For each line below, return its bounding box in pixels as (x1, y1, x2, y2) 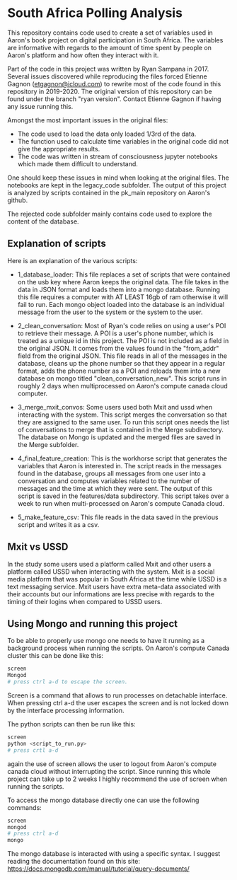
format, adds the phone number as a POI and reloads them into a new (17, 366, 221, 375)
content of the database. (7, 217, 79, 226)
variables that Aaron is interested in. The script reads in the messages (17, 461, 221, 470)
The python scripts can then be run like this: (7, 720, 136, 728)
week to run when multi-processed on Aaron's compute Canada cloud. (17, 499, 225, 507)
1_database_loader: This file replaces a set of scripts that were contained (17, 270, 231, 279)
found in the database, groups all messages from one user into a (17, 469, 207, 477)
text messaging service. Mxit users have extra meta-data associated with (7, 582, 221, 591)
